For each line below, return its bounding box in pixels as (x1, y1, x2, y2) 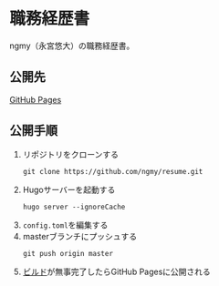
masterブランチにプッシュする (22, 230, 138, 241)
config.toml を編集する (22, 220, 109, 230)
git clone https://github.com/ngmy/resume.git (22, 167, 203, 176)
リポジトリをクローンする (22, 148, 120, 159)
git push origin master (22, 249, 114, 258)
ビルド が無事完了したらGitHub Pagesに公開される (22, 266, 212, 277)
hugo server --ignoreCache (22, 202, 126, 211)
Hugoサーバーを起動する (22, 184, 116, 195)
